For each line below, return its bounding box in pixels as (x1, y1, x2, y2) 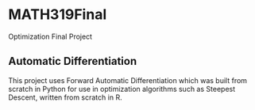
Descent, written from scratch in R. (8, 93, 122, 102)
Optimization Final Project (8, 32, 93, 41)
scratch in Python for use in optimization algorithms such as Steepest (8, 84, 236, 93)
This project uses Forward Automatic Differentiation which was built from (8, 75, 248, 85)
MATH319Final (8, 6, 107, 24)
